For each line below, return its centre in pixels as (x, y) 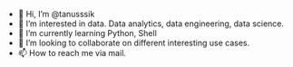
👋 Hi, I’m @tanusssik (56, 14)
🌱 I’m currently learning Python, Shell (87, 33)
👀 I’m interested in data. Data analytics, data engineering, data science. (151, 24)
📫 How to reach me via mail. (72, 53)
